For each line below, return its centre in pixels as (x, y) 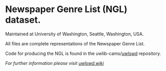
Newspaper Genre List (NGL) (66, 9)
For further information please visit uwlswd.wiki (55, 63)
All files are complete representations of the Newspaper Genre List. (75, 43)
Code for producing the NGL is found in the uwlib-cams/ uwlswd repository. (83, 53)
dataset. (23, 20)
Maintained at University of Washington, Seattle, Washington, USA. (75, 34)
